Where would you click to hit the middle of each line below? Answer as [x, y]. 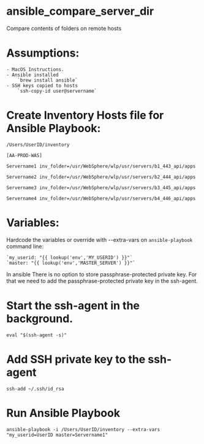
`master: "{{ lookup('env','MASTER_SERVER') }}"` [71, 263]
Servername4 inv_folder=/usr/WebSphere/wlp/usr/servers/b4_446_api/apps [101, 198]
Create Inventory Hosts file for [85, 115]
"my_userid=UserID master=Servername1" [57, 435]
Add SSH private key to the [76, 359]
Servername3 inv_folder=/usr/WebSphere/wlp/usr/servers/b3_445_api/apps [101, 188]
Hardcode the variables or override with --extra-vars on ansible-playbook [100, 240]
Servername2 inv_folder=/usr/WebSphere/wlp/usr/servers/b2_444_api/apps [101, 177]
